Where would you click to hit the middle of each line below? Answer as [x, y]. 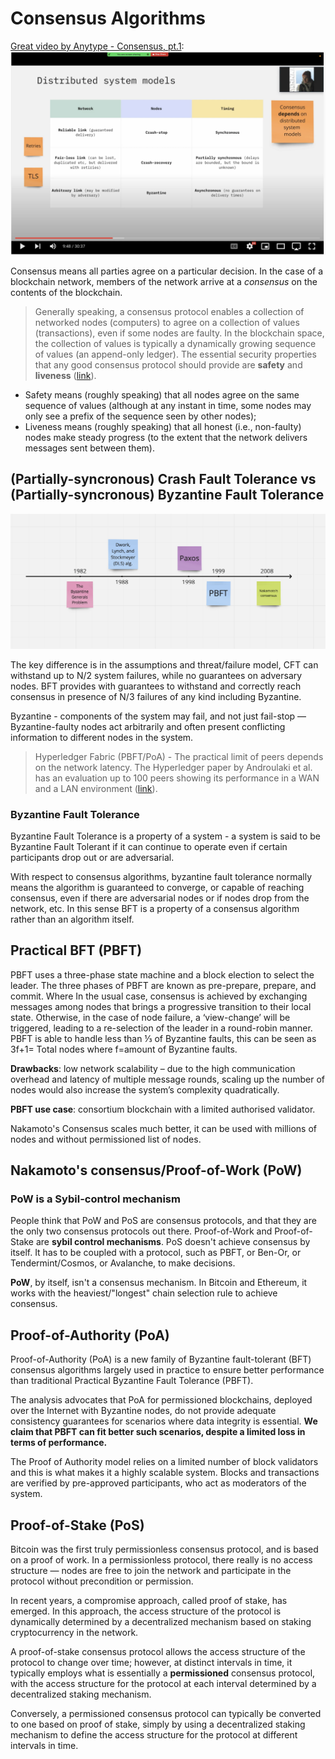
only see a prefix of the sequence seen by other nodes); [140, 416]
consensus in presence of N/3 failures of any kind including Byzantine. [156, 696]
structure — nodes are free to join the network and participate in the [151, 1571]
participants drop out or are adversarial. [92, 857]
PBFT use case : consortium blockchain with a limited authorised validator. [163, 1109]
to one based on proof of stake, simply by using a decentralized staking [158, 1724]
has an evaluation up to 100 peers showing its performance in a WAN [177, 778]
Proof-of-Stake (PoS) [77, 1525]
